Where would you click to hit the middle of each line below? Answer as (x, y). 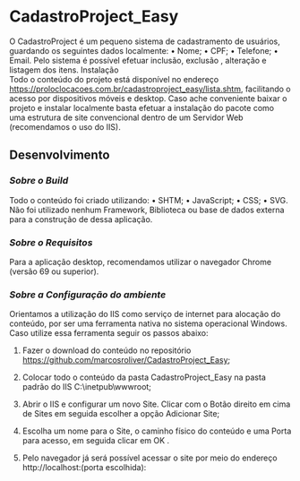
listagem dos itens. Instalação (64, 70)
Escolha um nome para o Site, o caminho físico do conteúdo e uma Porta (157, 431)
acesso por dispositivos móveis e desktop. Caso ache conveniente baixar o (148, 98)
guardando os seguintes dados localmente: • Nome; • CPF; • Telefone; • (144, 50)
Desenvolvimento (60, 155)
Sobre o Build (39, 181)
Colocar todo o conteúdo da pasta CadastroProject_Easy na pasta (144, 377)
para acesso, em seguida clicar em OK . (96, 441)
